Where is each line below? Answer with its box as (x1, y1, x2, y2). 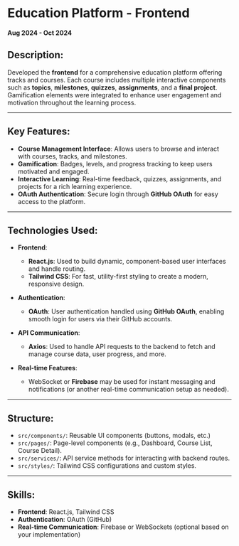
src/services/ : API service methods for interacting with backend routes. (17, 454, 230, 463)
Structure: (7, 412, 54, 424)
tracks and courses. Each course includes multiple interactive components (7, 75, 226, 84)
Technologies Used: (7, 224, 98, 236)
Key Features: (7, 126, 70, 138)
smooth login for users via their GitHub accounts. (28, 315, 173, 323)
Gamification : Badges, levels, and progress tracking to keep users (17, 159, 213, 168)
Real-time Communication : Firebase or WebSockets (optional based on (17, 523, 229, 531)
